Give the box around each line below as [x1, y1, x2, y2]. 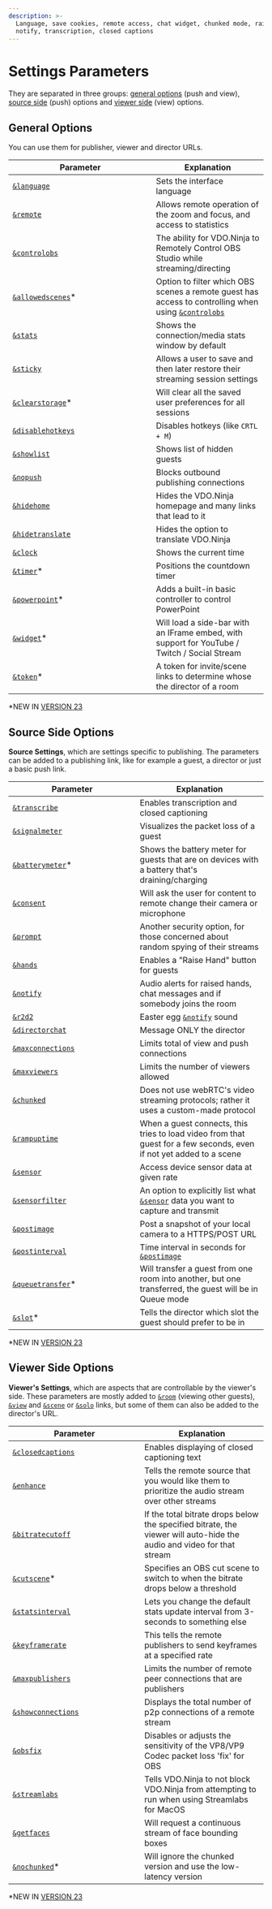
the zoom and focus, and [155, 209, 251, 220]
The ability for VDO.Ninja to [155, 232, 260, 244]
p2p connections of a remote [144, 1706, 255, 1717]
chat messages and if [139, 987, 222, 999]
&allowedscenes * [12, 292, 76, 303]
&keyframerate [12, 1640, 67, 1649]
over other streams [144, 1495, 217, 1506]
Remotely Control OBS [155, 243, 241, 254]
